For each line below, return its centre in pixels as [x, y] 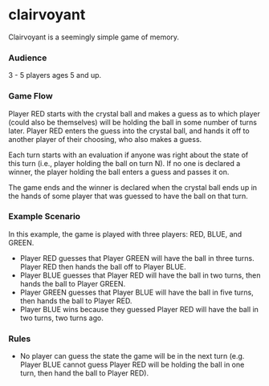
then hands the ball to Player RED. [76, 301]
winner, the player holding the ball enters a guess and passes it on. [119, 172]
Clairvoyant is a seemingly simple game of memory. [94, 37]
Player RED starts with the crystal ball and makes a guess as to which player [134, 113]
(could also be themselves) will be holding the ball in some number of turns [132, 122]
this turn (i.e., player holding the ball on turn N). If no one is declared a [124, 163]
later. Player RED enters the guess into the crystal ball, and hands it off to [129, 131]
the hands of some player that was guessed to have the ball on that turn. [128, 196]
